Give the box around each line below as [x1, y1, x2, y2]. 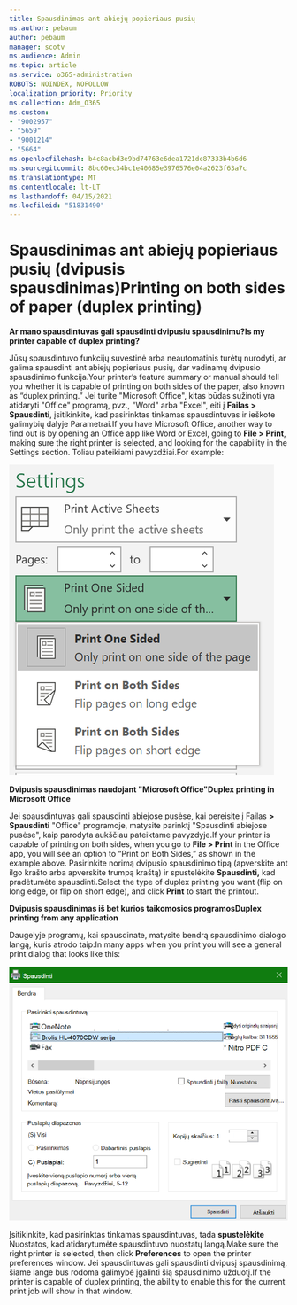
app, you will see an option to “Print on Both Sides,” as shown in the [9, 849, 256, 859]
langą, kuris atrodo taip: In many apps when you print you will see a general [9, 939, 283, 950]
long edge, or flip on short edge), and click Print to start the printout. [9, 886, 259, 897]
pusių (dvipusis [9, 260, 126, 279]
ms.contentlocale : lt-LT [9, 183, 101, 191]
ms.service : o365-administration [9, 71, 133, 80]
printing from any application [9, 913, 118, 923]
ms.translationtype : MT [9, 173, 97, 182]
